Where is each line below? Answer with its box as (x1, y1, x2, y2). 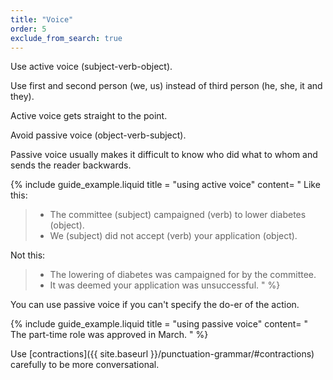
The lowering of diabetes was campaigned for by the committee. (49, 269, 317, 281)
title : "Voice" (10, 14, 74, 25)
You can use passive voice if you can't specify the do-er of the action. (10, 299, 300, 311)
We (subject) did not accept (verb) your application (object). (49, 230, 298, 242)
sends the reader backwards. (10, 159, 132, 171)
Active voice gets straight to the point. (10, 110, 168, 122)
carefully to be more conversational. (10, 359, 160, 371)
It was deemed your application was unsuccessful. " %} (49, 279, 281, 291)
